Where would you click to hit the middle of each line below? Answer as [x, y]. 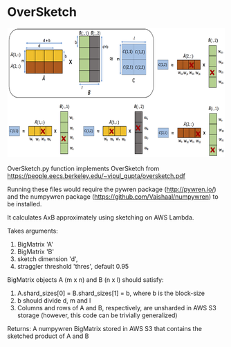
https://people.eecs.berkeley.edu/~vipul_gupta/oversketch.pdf [96, 176]
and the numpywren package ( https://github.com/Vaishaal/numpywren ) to [113, 196]
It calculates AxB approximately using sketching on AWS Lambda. [101, 217]
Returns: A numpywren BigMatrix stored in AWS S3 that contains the [105, 328]
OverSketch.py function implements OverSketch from [83, 168]
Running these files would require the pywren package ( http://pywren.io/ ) [112, 189]
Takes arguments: [33, 231]
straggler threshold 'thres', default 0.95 [73, 266]
